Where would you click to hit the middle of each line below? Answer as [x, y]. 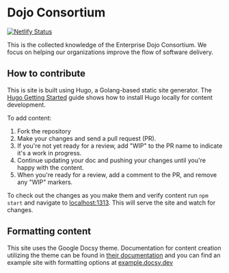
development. [26, 105]
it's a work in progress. [49, 153]
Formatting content [49, 232]
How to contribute [46, 74]
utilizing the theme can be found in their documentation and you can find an [114, 255]
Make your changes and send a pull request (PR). [86, 138]
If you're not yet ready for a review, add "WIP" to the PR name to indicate [120, 146]
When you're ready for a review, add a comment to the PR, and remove [117, 174]
